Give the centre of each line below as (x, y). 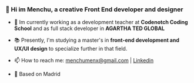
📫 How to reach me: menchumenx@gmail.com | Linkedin (84, 61)
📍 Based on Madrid (37, 74)
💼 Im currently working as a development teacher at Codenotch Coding (101, 22)
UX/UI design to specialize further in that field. (71, 49)
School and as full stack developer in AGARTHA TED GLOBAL (89, 28)
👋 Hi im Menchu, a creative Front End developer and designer (94, 9)
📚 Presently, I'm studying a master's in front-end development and (97, 40)
